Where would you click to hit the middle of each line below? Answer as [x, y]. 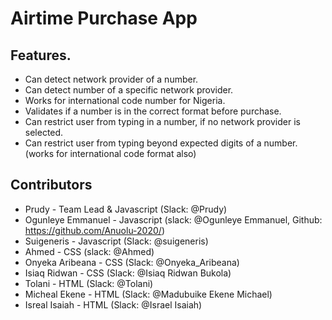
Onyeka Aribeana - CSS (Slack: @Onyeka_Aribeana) [132, 262]
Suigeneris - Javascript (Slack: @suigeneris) [116, 241]
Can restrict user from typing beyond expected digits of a [143, 143]
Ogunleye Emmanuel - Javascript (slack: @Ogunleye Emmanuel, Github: [173, 219]
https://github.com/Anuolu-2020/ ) [94, 230]
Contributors [51, 185]
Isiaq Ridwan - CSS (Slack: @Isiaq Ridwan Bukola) [128, 273]
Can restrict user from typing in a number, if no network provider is [162, 121]
